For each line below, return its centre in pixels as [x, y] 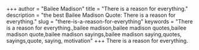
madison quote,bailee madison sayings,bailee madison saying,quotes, [94, 34]
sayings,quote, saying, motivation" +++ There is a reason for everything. [97, 41]
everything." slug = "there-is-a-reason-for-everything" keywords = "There [100, 21]
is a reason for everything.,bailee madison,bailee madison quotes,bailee [96, 28]
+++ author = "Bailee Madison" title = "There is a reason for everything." [97, 9]
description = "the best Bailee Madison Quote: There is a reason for [91, 15]
